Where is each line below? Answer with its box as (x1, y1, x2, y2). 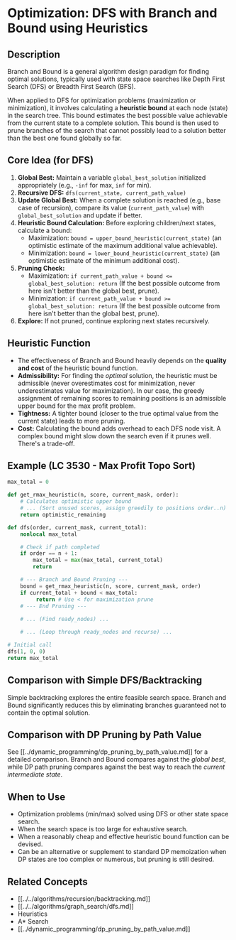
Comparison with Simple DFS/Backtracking (7, 674, 203, 686)
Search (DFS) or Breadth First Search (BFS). (7, 82, 136, 90)
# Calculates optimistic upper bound (20, 498, 132, 505)
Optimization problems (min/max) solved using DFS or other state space (17, 810, 229, 819)
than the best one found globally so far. (7, 134, 123, 142)
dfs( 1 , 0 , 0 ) (7, 648, 46, 655)
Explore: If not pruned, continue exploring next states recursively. (17, 316, 210, 325)
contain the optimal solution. (7, 708, 91, 717)
